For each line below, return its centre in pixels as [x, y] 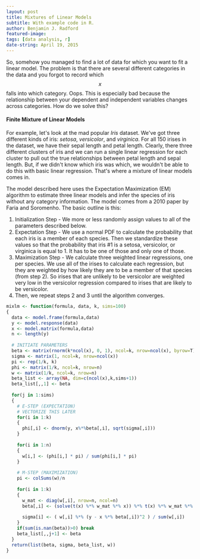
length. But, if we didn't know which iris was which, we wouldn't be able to [98, 165]
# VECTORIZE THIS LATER [46, 412]
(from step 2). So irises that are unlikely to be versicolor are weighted [100, 277]
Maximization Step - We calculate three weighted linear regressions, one [104, 258]
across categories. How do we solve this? [57, 106]
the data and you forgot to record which [55, 75]
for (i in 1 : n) [34, 445]
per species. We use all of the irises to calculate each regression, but [99, 264]
